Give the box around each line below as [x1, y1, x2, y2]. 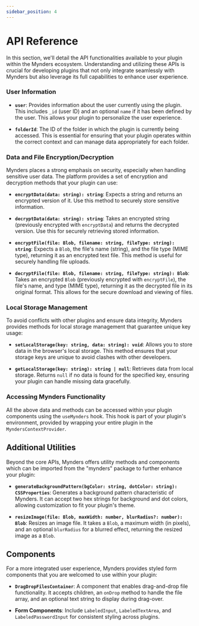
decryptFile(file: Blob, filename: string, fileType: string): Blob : [14, 270, 190, 277]
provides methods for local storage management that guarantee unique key [6, 323, 191, 330]
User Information [6, 87, 56, 96]
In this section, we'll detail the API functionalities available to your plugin [6, 54, 183, 61]
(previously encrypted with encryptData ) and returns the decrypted [14, 221, 179, 229]
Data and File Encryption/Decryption [6, 153, 114, 161]
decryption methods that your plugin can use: [6, 179, 118, 186]
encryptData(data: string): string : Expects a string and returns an [14, 191, 182, 198]
